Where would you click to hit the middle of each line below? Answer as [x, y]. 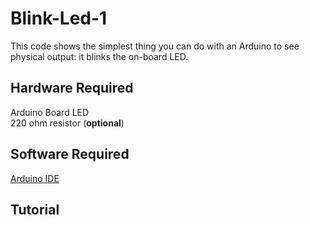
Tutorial [35, 209]
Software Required [70, 154]
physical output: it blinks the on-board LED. [99, 56]
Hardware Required [72, 88]
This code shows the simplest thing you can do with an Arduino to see [155, 46]
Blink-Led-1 [59, 18]
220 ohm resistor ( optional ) [67, 123]
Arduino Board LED [50, 112]
